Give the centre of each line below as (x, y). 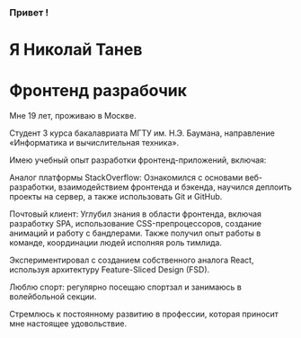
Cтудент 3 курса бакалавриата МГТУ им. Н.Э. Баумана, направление (142, 133)
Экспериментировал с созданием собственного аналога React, (132, 260)
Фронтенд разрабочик (98, 91)
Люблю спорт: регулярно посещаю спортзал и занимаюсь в (126, 287)
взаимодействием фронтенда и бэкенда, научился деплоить (175, 187)
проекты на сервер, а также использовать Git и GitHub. (116, 197)
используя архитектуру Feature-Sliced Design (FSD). (110, 270)
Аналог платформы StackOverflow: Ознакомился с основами (126, 178)
